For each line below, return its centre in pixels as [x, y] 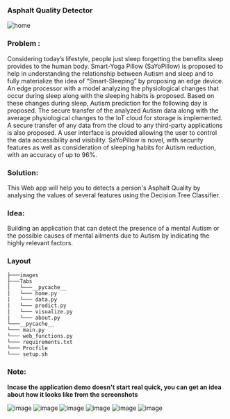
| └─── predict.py [37, 306]
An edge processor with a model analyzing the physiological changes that [113, 88]
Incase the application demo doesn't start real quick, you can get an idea [114, 387]
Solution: [23, 172]
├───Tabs [20, 281]
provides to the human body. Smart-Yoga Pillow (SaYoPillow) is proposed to [115, 66]
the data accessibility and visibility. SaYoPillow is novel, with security [105, 140]
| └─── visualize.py [40, 312]
